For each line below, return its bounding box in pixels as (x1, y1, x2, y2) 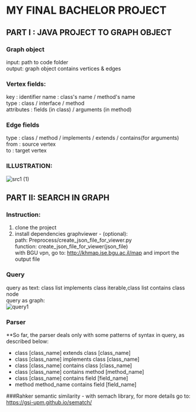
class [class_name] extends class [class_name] (14, 349, 131, 357)
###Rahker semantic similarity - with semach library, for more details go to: (6, 392, 191, 399)
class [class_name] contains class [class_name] (14, 362, 132, 369)
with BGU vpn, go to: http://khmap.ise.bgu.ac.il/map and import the (14, 249, 179, 257)
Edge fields (6, 121, 40, 129)
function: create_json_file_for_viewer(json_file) (14, 243, 128, 250)
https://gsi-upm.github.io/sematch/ (6, 399, 92, 406)
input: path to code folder (6, 58, 68, 65)
